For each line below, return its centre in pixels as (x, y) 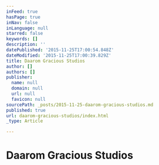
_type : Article (25, 121)
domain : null (27, 88)
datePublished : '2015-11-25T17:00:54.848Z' (60, 50)
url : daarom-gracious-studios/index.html (57, 115)
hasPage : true (23, 17)
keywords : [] (22, 39)
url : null (23, 94)
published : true (26, 110)
